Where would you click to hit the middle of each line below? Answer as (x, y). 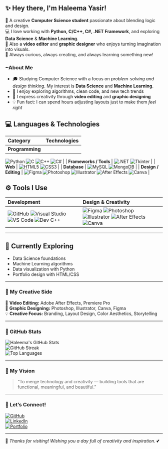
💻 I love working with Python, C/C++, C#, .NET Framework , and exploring (82, 31)
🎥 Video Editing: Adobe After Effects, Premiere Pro (58, 303)
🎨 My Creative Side (29, 292)
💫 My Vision (20, 371)
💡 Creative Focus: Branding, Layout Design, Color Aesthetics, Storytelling (81, 314)
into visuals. (17, 49)
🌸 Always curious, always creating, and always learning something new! (79, 54)
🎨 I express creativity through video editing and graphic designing (81, 97)
